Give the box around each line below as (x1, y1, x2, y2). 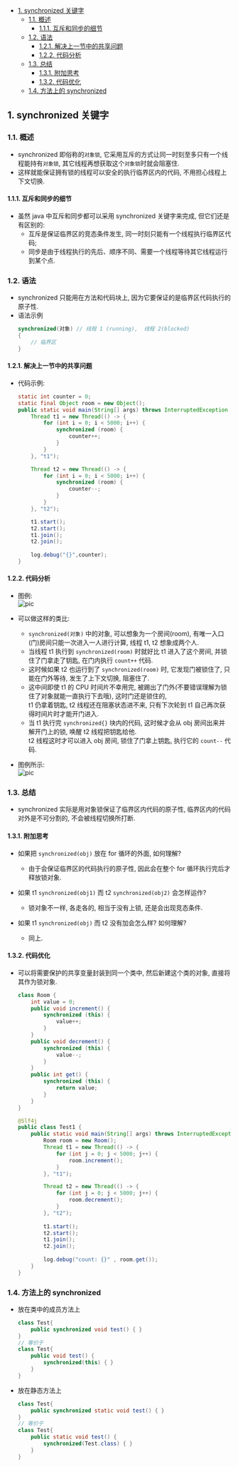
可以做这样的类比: (17, 614, 70, 623)
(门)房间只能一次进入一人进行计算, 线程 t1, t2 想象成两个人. (28, 638, 200, 647)
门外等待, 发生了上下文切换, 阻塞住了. (40, 674, 150, 683)
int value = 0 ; (31, 998, 76, 1006)
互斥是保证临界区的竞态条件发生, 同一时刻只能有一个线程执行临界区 (28, 229, 225, 237)
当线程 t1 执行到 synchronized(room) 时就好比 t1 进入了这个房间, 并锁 (28, 648, 227, 656)
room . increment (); (68, 1157, 124, 1164)
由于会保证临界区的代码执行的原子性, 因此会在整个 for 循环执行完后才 (28, 864, 231, 872)
